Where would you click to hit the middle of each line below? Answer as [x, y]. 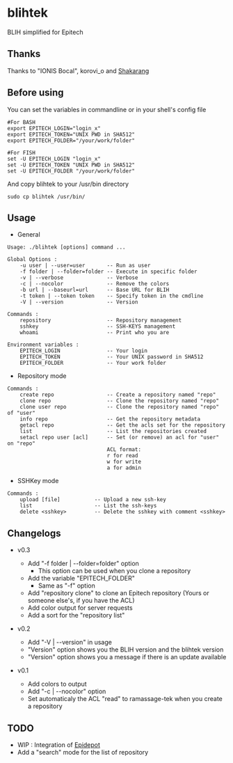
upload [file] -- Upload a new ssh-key [93, 500]
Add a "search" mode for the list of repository [83, 752]
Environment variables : [43, 345]
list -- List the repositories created [113, 432]
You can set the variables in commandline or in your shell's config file [107, 109]
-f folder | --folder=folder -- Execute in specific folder [109, 272]
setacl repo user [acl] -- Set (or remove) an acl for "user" [119, 438]
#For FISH [22, 152]
